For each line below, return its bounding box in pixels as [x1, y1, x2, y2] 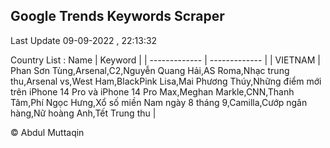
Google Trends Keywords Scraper [10, 8, 225, 25]
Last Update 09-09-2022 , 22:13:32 [10, 34, 158, 46]
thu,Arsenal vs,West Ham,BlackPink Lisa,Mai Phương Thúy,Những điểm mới [10, 75, 322, 87]
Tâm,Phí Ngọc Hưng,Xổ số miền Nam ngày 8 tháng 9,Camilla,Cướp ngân [10, 96, 308, 108]
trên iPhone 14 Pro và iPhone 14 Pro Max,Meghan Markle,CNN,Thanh [10, 85, 295, 98]
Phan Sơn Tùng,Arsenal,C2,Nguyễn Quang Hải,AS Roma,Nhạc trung [10, 64, 290, 76]
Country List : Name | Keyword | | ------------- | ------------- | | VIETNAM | [10, 54, 321, 66]
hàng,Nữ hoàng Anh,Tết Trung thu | [10, 107, 157, 119]
